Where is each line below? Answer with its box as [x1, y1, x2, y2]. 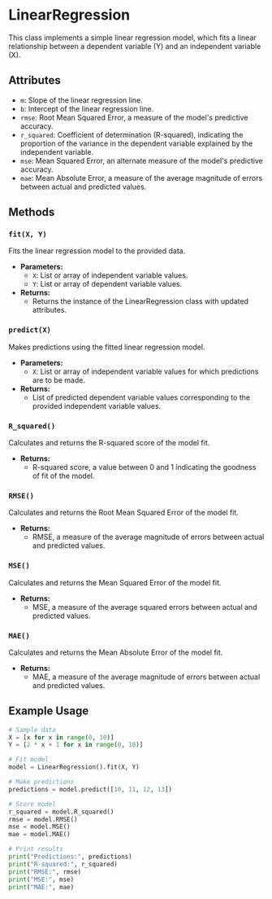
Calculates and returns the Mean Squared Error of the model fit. [8, 577, 222, 587]
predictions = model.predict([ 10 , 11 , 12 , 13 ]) [8, 785, 173, 793]
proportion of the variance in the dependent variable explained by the [19, 138, 253, 148]
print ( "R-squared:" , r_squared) [8, 860, 118, 868]
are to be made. [32, 375, 85, 384]
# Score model [8, 800, 57, 808]
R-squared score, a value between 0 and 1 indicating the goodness [32, 463, 257, 472]
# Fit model [8, 756, 49, 764]
